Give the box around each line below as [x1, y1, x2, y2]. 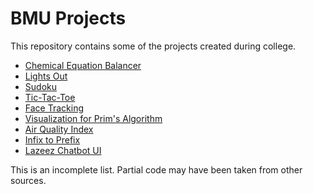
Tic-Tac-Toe [24, 91, 76, 103]
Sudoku [24, 80, 57, 92]
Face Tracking [24, 102, 84, 114]
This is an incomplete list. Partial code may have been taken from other [10, 163, 303, 176]
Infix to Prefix [24, 133, 81, 146]
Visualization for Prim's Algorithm [24, 112, 163, 124]
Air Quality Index [24, 123, 94, 135]
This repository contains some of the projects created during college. [10, 40, 297, 52]
